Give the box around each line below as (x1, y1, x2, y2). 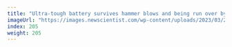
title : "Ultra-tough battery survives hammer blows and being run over (7, 10, 217, 17)
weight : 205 (7, 29, 41, 37)
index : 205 (7, 23, 39, 30)
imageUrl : (7, 17, 36, 23)
